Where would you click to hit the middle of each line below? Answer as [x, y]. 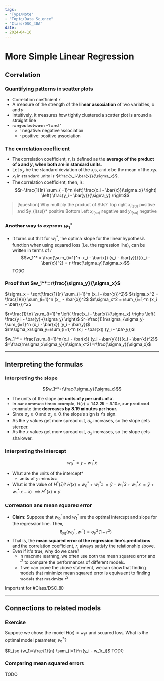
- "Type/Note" [20, 14]
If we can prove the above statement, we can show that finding [83, 567]
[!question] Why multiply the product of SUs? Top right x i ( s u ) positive [86, 205]
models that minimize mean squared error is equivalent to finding [85, 573]
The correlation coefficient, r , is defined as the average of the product [83, 159]
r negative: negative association [51, 130]
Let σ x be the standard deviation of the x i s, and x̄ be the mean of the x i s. [85, 170]
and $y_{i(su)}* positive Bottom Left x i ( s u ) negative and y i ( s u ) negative [87, 212]
